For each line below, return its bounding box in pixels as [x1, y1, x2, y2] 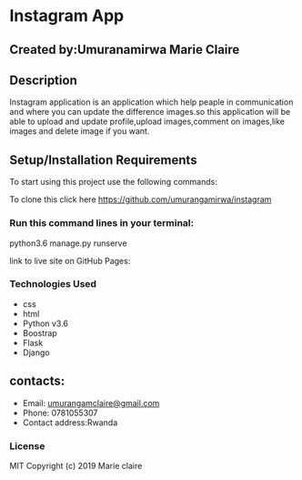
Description [9, 72, 77, 87]
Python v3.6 [22, 318, 68, 329]
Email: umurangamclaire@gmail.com [22, 397, 160, 408]
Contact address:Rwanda [22, 416, 118, 428]
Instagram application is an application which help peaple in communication [9, 97, 294, 107]
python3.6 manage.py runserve [9, 238, 127, 249]
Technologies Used [9, 278, 97, 291]
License [9, 439, 45, 452]
